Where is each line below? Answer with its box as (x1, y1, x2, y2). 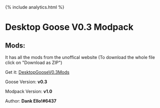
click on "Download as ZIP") (5, 59, 63, 65)
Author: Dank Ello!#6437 (5, 98, 57, 104)
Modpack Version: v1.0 (5, 89, 53, 94)
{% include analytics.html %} (5, 4, 64, 10)
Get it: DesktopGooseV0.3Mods (5, 69, 70, 75)
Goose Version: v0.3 (5, 79, 48, 85)
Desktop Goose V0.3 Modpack (5, 22, 134, 33)
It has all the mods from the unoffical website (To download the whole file (5, 54, 155, 60)
